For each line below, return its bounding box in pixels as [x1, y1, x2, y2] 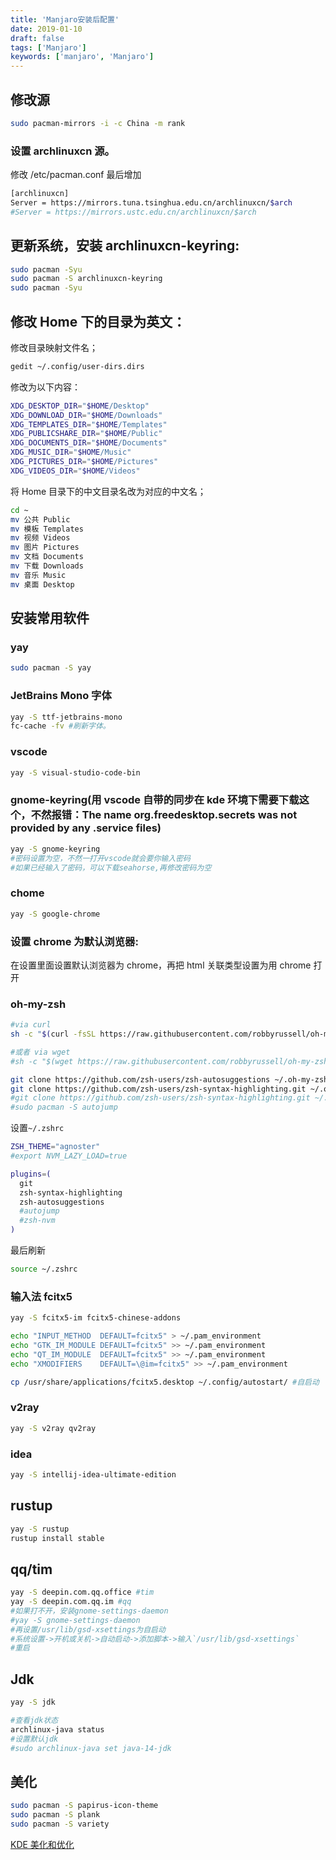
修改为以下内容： [10, 381, 81, 393]
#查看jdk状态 [10, 1716, 59, 1726]
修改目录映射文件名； [10, 341, 98, 353]
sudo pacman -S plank [10, 1810, 101, 1820]
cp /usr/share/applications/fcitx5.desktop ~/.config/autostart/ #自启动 [10, 1377, 320, 1387]
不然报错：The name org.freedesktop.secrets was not [30, 808, 298, 822]
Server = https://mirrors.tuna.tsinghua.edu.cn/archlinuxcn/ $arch [10, 197, 293, 208]
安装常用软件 [10, 610, 90, 627]
